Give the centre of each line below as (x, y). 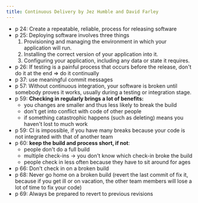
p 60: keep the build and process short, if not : (72, 143)
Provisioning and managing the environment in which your (95, 41)
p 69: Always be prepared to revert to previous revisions (84, 193)
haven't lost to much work (56, 124)
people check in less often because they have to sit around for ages (107, 162)
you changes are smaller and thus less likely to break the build (100, 104)
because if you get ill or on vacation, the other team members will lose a (103, 181)
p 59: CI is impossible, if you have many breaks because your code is (100, 130)
